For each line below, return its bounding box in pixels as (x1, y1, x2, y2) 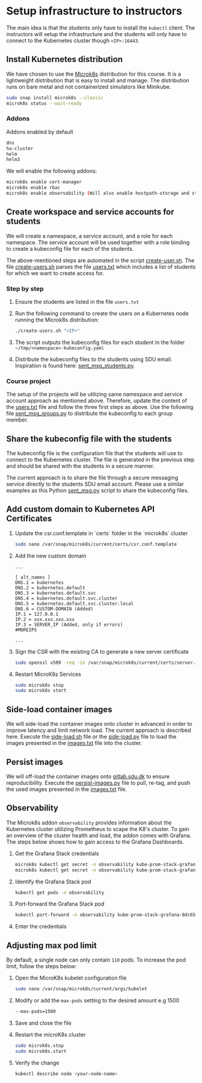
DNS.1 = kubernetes (14, 579, 64, 586)
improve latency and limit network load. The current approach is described (6, 726, 191, 734)
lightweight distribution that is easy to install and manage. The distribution (6, 76, 189, 84)
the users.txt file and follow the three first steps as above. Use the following (6, 403, 194, 411)
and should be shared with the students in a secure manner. (6, 462, 155, 470)
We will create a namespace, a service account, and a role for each (6, 232, 173, 239)
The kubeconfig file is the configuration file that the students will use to (6, 450, 183, 457)
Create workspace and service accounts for (6, 207, 174, 217)
